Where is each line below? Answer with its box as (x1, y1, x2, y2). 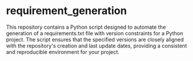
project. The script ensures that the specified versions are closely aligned (6, 36, 184, 43)
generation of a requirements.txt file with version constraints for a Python (6, 29, 184, 36)
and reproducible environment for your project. (6, 48, 120, 55)
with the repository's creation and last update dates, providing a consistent (6, 42, 187, 49)
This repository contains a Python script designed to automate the (6, 23, 166, 30)
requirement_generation (6, 4, 127, 18)
